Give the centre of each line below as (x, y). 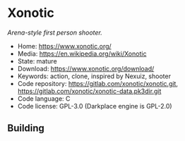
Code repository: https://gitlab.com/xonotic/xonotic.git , (98, 83)
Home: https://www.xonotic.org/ (64, 46)
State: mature (37, 61)
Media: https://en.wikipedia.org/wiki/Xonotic (82, 54)
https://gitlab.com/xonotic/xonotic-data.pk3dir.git (89, 91)
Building (26, 128)
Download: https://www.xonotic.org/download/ (86, 68)
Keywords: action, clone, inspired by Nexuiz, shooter (94, 76)
